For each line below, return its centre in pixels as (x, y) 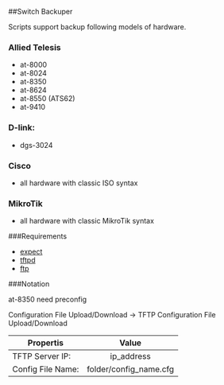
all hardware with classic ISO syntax (79, 183)
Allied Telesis (35, 47)
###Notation (29, 284)
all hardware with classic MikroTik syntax (87, 221)
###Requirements (38, 236)
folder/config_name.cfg (131, 369)
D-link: (22, 128)
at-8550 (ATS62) (47, 99)
